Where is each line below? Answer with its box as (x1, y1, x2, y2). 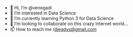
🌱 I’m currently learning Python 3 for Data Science (10, 15, 114, 21)
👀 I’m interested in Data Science (10, 10, 76, 16)
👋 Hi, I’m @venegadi (10, 5, 52, 10)
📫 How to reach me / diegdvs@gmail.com (10, 26, 97, 32)
